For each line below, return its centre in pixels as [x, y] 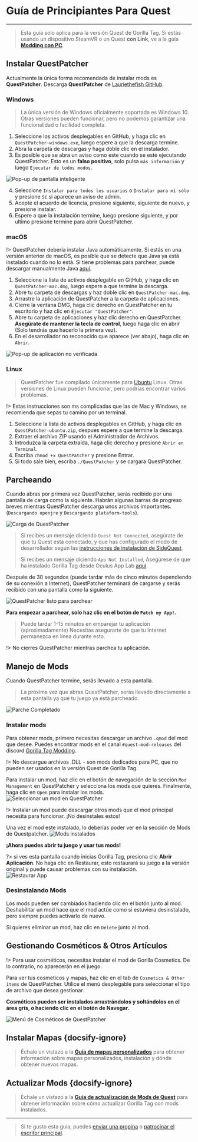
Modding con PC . [42, 45]
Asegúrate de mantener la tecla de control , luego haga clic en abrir [97, 324]
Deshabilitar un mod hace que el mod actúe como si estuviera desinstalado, [98, 909]
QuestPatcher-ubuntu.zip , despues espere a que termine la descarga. [99, 430]
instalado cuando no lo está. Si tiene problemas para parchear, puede [90, 262]
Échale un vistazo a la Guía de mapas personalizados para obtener [103, 1052]
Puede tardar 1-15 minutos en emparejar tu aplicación [85, 624]
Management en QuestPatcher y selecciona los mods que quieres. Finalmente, [99, 785]
